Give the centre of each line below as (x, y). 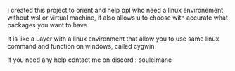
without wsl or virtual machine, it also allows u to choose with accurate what (118, 18)
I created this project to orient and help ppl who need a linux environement (115, 10)
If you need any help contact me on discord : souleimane (90, 60)
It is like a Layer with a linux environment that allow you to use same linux (113, 39)
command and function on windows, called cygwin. (82, 46)
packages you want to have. (48, 25)
